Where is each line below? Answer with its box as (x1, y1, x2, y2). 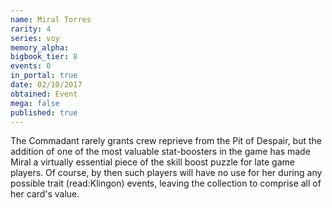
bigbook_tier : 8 (10, 52, 78, 62)
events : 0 (10, 61, 52, 71)
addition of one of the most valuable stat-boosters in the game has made (10, 146, 311, 158)
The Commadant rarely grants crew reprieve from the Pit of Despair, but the (10, 135, 323, 147)
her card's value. (10, 188, 80, 200)
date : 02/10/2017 (10, 80, 83, 90)
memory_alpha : (10, 42, 70, 53)
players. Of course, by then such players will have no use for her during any (10, 167, 323, 179)
